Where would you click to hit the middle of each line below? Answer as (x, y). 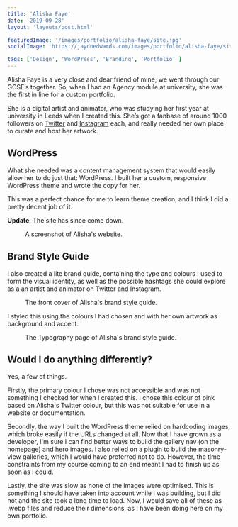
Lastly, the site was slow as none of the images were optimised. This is (110, 486)
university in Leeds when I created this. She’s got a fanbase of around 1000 (117, 116)
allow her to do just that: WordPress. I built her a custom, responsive (107, 177)
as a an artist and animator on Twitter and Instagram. (84, 289)
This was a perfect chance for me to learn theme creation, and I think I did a (118, 199)
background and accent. (43, 323)
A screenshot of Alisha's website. (74, 234)
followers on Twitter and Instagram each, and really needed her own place (116, 123)
